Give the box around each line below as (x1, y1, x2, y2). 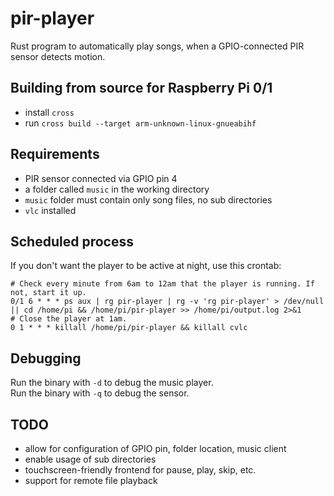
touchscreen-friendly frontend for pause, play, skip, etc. (24, 464, 257, 476)
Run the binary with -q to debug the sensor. (10, 387, 190, 399)
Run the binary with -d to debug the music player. (10, 377, 214, 389)
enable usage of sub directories (24, 453, 157, 465)
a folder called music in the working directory (24, 183, 210, 195)
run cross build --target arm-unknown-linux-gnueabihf (24, 117, 257, 129)
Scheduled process (10, 233, 134, 250)
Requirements (10, 146, 100, 163)
